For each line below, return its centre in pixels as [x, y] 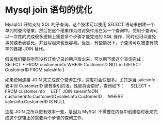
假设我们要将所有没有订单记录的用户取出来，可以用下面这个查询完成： [75, 59]
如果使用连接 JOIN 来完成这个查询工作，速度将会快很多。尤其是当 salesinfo [80, 80]
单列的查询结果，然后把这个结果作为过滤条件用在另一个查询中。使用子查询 [79, 30]
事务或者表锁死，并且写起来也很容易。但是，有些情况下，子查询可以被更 [77, 42]
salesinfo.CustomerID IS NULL [35, 101]
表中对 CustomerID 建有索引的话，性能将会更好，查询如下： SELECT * [78, 86]
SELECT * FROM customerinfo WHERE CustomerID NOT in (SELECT [73, 64]
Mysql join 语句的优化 [49, 10]
